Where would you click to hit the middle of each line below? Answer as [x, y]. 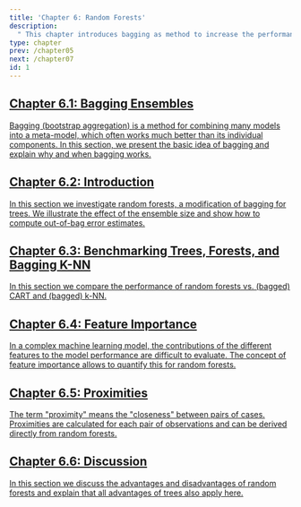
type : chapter [36, 43]
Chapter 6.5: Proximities [78, 393]
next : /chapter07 [42, 59]
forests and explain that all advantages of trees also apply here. [126, 493]
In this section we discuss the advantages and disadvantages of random [143, 483]
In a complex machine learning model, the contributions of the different [141, 346]
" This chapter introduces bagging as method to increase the [136, 34]
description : [34, 26]
